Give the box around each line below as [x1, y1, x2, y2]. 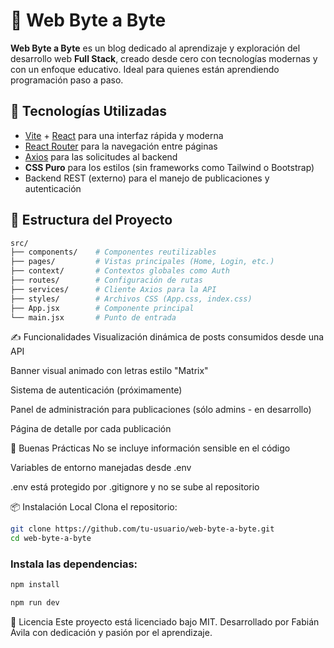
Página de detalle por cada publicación [10, 423, 172, 435]
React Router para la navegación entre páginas [24, 140, 218, 152]
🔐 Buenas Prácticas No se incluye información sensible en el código [10, 442, 291, 454]
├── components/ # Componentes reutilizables [10, 247, 217, 258]
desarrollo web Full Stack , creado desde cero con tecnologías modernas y [10, 52, 318, 64]
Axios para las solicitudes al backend [24, 150, 178, 163]
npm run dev [10, 598, 60, 608]
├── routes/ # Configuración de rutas [10, 275, 203, 286]
